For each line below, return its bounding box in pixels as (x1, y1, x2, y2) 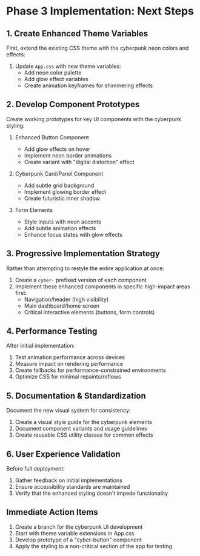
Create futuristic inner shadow (24, 194, 100, 202)
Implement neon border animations (24, 151, 112, 159)
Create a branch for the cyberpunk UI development (15, 523, 143, 531)
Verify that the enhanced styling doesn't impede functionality (15, 489, 168, 497)
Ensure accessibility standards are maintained (15, 483, 130, 491)
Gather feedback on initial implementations (15, 477, 123, 484)
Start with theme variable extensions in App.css (15, 529, 135, 537)
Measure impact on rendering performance (15, 360, 123, 368)
